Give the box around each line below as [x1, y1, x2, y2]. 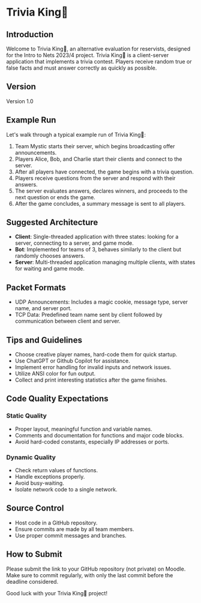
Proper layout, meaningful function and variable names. [14, 425, 153, 433]
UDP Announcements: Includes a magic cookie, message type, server [14, 298, 188, 305]
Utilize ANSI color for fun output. [14, 370, 96, 377]
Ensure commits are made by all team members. [14, 525, 134, 533]
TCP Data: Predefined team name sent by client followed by [14, 311, 163, 319]
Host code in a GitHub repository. [14, 519, 98, 526]
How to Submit [6, 549, 63, 560]
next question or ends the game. [14, 193, 96, 200]
